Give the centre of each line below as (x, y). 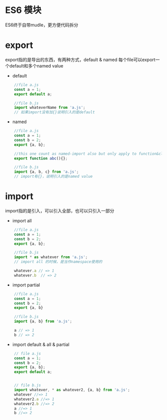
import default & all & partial (41, 344)
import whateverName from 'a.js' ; (50, 108)
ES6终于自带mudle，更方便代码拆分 (42, 25)
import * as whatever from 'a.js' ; (51, 257)
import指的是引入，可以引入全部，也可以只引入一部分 (60, 210)
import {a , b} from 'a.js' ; (43, 321)
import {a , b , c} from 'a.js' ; (46, 172)
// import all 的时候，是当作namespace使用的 (58, 262)
